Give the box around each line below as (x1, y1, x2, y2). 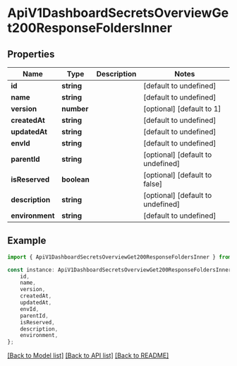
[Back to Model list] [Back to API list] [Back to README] (7, 351, 169, 360)
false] (143, 179, 162, 189)
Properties (7, 48, 55, 60)
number (61, 104, 89, 114)
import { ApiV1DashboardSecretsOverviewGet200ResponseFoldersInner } (7, 253, 217, 261)
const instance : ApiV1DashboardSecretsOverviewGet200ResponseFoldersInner (7, 266, 232, 273)
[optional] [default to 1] (143, 104, 221, 114)
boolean (61, 175, 90, 184)
